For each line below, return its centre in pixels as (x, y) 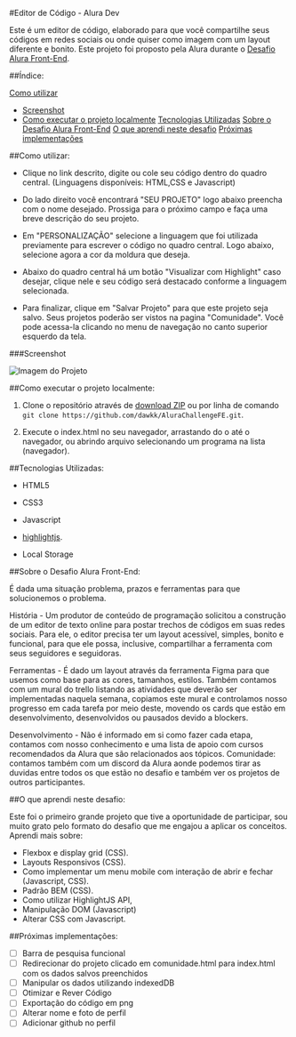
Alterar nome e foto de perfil (74, 1013)
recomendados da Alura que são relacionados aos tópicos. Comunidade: (143, 754)
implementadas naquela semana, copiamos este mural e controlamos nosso (148, 699)
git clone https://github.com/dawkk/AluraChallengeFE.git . (133, 414)
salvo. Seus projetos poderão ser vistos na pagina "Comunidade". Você (153, 318)
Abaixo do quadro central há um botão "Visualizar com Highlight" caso (152, 272)
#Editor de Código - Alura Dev (64, 13)
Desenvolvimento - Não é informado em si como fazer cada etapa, (131, 735)
